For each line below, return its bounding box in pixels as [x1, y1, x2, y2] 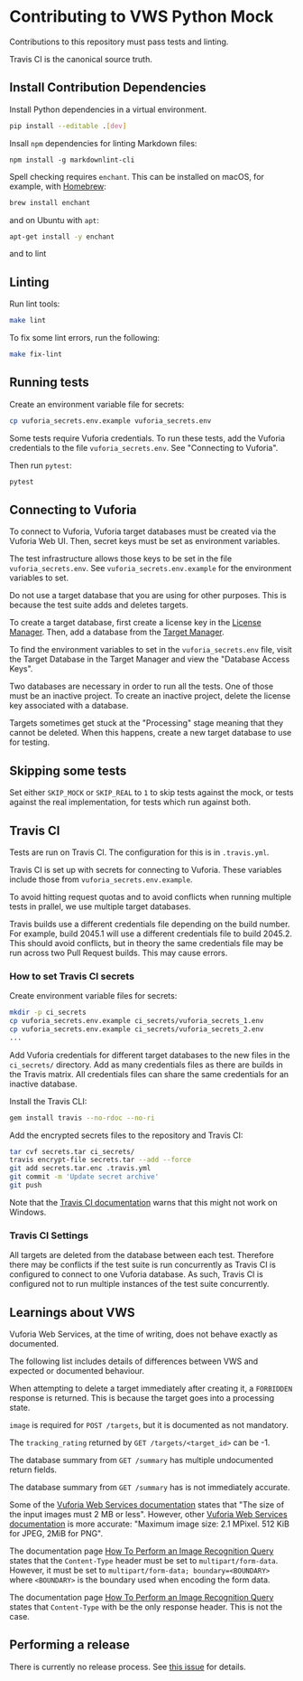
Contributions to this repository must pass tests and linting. [9, 36, 229, 47]
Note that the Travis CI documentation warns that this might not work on [9, 1197, 278, 1207]
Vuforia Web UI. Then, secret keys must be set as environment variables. [9, 536, 280, 547]
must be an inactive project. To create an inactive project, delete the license [9, 690, 291, 701]
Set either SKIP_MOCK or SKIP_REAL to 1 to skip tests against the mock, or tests [9, 787, 294, 798]
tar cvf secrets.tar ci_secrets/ [9, 1147, 135, 1156]
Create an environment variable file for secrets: [9, 399, 185, 409]
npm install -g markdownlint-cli [9, 155, 135, 164]
